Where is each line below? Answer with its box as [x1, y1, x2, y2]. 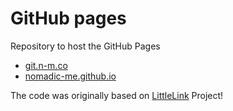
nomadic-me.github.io [24, 70, 117, 82]
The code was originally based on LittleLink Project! [10, 89, 224, 101]
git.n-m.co [24, 59, 68, 71]
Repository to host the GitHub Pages [10, 40, 161, 52]
